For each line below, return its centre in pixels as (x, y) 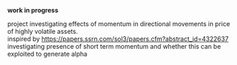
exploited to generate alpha (47, 54)
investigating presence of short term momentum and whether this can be (114, 46)
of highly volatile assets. (43, 31)
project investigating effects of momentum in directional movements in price (119, 24)
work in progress (33, 10)
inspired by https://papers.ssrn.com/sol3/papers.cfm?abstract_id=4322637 (118, 39)
